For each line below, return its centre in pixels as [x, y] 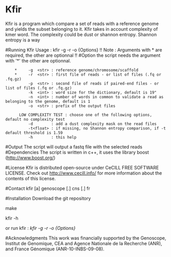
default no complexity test [35, 119]
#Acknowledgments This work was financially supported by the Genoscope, [86, 238]
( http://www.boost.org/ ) [30, 158]
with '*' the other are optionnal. [38, 60]
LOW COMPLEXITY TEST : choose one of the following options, [85, 115]
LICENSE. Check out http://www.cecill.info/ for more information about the [84, 173]
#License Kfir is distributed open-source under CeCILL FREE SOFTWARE [82, 167]
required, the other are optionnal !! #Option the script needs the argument [83, 55]
